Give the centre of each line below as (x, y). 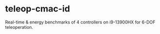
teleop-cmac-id (37, 9)
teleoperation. (19, 27)
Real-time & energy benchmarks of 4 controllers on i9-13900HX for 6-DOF (80, 22)
